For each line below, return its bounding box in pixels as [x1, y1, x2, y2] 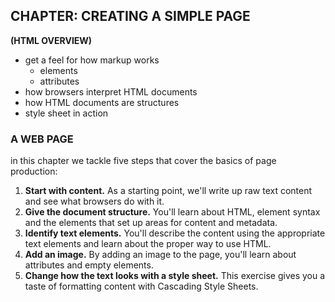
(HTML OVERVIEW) [10, 34, 93, 46]
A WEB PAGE [10, 132, 74, 146]
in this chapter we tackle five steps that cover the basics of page [10, 155, 277, 167]
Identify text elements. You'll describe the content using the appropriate [24, 227, 326, 239]
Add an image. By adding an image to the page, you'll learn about [24, 249, 297, 261]
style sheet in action [24, 107, 109, 119]
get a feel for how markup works [24, 54, 160, 66]
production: [10, 165, 58, 178]
